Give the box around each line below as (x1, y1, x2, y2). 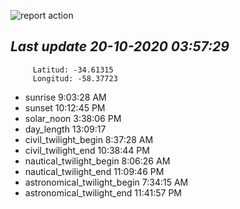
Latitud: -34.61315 (32, 65, 114, 75)
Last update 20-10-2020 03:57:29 (10, 38, 230, 55)
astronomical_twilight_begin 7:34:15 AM (24, 176, 189, 188)
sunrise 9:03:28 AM (24, 91, 107, 103)
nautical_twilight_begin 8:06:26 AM (24, 155, 171, 167)
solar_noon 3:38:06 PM (24, 112, 122, 124)
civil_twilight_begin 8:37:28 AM (24, 133, 154, 145)
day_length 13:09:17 (24, 123, 107, 135)
